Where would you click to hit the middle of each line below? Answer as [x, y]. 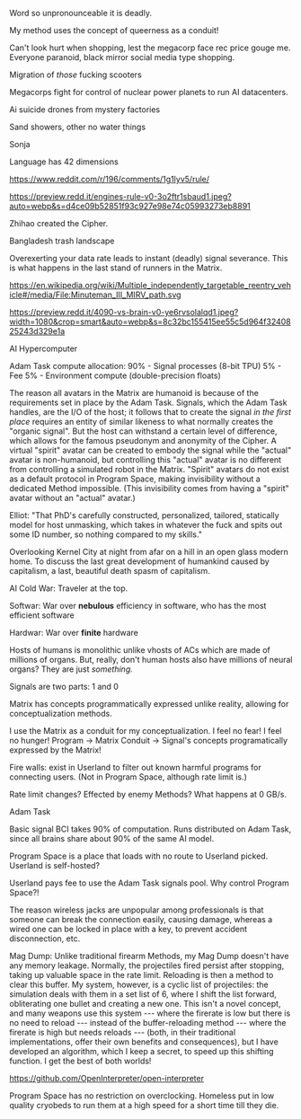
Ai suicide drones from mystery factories [84, 110]
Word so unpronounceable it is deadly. [81, 13]
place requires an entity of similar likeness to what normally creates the [142, 422]
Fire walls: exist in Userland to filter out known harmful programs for [136, 767]
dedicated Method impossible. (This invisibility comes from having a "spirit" [149, 488]
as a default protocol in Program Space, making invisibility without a [135, 479]
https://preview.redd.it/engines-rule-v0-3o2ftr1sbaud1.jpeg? [120, 196]
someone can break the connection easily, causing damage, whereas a [141, 919]
